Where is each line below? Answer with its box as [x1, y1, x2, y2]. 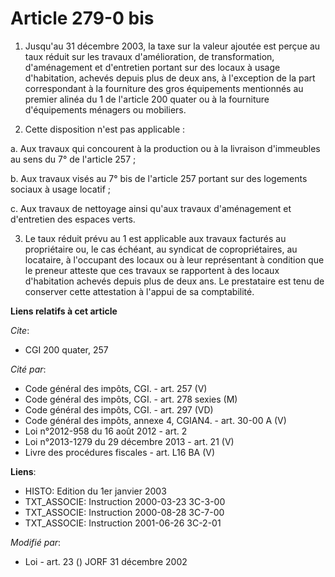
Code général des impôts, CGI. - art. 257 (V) [24, 382, 208, 394]
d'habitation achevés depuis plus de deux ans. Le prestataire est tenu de [24, 275, 325, 287]
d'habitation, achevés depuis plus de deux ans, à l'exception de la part [24, 72, 316, 84]
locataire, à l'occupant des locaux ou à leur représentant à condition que [24, 253, 325, 266]
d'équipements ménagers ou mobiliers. [24, 103, 187, 116]
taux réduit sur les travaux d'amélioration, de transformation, [24, 50, 275, 62]
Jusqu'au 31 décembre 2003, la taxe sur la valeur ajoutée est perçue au [24, 40, 321, 52]
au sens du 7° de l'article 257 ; [10, 153, 137, 165]
